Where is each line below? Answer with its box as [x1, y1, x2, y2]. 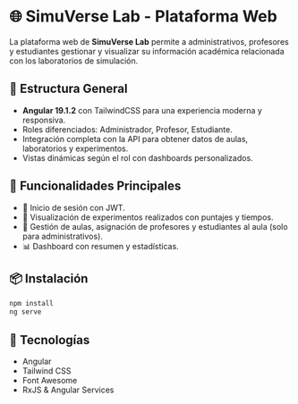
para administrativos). [21, 231, 103, 241]
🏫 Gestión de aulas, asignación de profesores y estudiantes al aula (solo [21, 221, 288, 231]
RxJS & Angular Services [21, 384, 115, 395]
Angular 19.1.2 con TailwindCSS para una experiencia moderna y [21, 105, 262, 115]
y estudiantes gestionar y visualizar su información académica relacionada [9, 46, 285, 56]
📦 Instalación [9, 271, 89, 286]
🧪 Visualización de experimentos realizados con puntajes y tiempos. [21, 212, 274, 223]
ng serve [9, 307, 42, 316]
